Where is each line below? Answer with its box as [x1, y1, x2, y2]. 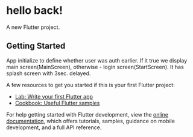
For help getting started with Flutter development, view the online [6, 111, 169, 118]
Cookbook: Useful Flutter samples [14, 99, 100, 106]
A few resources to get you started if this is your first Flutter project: [6, 81, 175, 88]
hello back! [6, 4, 63, 17]
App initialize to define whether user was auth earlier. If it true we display [6, 56, 188, 64]
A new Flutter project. [6, 23, 60, 31]
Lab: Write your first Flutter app [14, 93, 93, 100]
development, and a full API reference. [6, 124, 102, 131]
